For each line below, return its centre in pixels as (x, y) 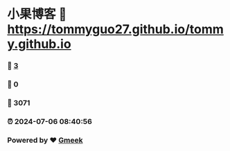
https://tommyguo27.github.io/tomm (115, 29)
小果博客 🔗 (37, 14)
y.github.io (39, 44)
